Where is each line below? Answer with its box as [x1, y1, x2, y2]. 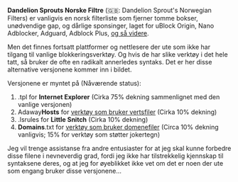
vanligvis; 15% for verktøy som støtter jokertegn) [17, 130, 161, 139]
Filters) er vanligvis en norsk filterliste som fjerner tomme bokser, [7, 14, 199, 22]
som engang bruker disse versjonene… [7, 166, 122, 175]
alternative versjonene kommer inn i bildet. [7, 65, 132, 74]
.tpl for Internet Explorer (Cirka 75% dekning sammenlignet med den [17, 93, 220, 101]
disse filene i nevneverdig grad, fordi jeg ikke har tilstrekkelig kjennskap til [7, 152, 224, 160]
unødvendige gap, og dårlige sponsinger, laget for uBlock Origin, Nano [7, 21, 215, 30]
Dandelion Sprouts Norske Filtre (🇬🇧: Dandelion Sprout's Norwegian [7, 6, 212, 14]
